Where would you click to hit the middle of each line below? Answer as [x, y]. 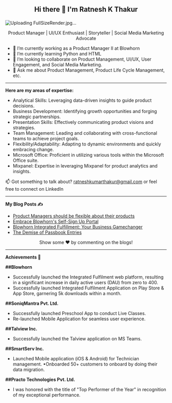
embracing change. [33, 150]
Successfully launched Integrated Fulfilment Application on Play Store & [88, 288]
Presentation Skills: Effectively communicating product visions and [83, 122]
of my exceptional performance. [47, 395]
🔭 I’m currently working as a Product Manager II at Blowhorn [76, 48]
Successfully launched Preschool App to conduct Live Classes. [79, 314]
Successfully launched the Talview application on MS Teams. [77, 339]
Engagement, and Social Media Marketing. [57, 65]
